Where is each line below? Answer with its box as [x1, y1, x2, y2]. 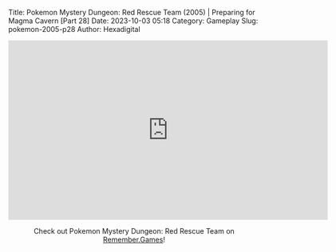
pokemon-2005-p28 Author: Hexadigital [8, 25, 141, 33]
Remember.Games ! [102, 235, 166, 244]
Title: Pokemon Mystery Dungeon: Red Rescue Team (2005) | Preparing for [8, 8, 255, 17]
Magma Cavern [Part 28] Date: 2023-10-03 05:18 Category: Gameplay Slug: [8, 16, 259, 26]
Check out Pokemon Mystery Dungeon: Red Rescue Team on [33, 226, 235, 235]
